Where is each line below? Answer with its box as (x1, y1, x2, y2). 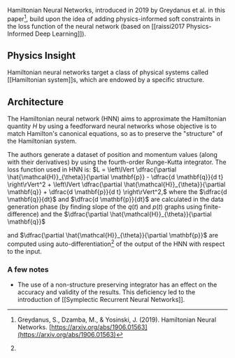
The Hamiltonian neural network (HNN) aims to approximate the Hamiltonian (7, 115, 227, 123)
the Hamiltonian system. (7, 137, 77, 146)
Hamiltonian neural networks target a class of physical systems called (7, 68, 208, 76)
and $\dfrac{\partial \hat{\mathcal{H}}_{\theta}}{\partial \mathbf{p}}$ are (7, 231, 219, 240)
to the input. (7, 247, 42, 255)
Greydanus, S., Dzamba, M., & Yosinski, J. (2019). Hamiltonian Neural (17, 315, 217, 324)
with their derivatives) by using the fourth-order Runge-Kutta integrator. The (7, 158, 227, 167)
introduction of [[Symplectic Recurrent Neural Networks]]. (17, 296, 185, 304)
